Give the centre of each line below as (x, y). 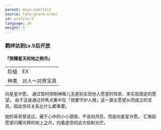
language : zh (18, 23)
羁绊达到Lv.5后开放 (28, 46)
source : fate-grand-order (31, 14)
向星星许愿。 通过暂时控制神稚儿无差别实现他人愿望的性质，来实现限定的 (79, 94)
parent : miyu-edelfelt (28, 10)
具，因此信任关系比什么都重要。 (37, 106)
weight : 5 (15, 28)
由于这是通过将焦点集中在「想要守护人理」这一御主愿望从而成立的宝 (83, 100)
